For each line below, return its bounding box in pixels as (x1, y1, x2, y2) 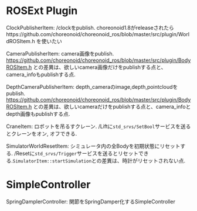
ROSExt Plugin (6, 4, 78, 18)
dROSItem (6, 37, 31, 44)
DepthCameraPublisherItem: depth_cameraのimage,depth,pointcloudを (6, 83, 178, 90)
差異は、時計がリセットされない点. (101, 157, 186, 164)
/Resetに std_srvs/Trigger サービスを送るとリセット (13, 150, 139, 157)
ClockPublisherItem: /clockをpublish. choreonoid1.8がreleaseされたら (6, 24, 175, 31)
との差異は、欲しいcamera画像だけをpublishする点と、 (33, 63, 167, 71)
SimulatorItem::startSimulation (12, 158, 92, 164)
